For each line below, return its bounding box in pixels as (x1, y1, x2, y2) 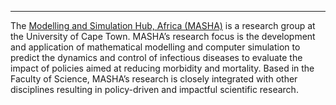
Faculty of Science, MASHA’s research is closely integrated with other (10, 73, 298, 85)
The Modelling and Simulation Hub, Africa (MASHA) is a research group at (10, 20, 316, 31)
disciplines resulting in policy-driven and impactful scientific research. (10, 84, 299, 95)
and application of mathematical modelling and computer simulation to (10, 41, 301, 53)
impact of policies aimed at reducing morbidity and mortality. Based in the (10, 62, 315, 74)
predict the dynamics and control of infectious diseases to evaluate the (10, 52, 303, 63)
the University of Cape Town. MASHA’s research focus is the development (10, 31, 316, 42)
